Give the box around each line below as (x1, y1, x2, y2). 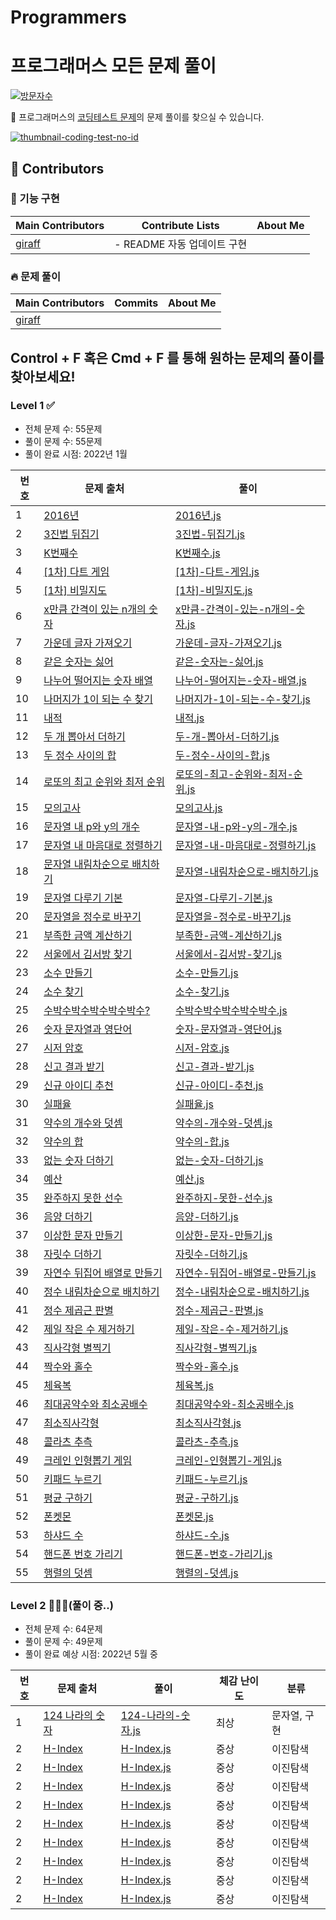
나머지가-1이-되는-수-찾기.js (175, 692, 311, 706)
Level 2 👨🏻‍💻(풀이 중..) (10, 1598, 114, 1612)
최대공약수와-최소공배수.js (175, 1397, 294, 1411)
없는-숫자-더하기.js (175, 1153, 264, 1167)
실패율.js (175, 1097, 214, 1111)
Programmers (10, 6, 127, 29)
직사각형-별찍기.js (175, 1341, 258, 1355)
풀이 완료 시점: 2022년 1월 (24, 447, 128, 460)
